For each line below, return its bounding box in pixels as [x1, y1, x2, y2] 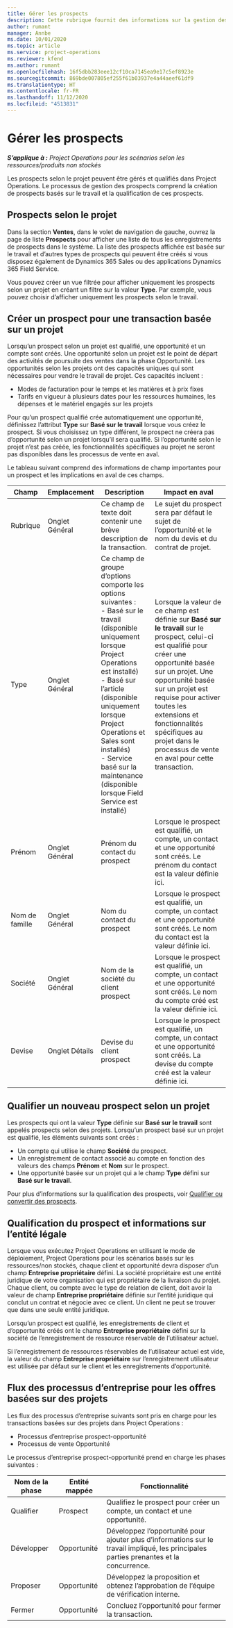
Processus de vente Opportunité [17, 1439, 110, 1448]
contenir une [101, 517, 142, 526]
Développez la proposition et [106, 1572, 200, 1581]
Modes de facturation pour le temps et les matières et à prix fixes [17, 385, 204, 393]
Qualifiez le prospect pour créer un [106, 1497, 221, 1507]
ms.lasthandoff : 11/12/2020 [7, 94, 89, 101]
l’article [101, 684, 125, 694]
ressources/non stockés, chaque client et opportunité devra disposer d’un [7, 1261, 218, 1270]
